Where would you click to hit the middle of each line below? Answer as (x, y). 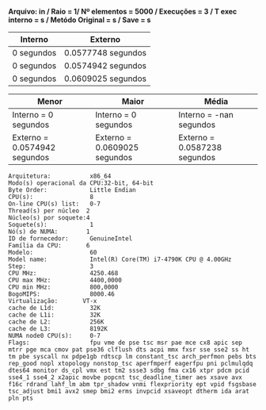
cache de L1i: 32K (55, 315)
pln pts (21, 398)
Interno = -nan (206, 115)
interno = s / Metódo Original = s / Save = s (80, 20)
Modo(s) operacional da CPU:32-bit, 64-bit (81, 183)
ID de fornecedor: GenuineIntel (70, 239)
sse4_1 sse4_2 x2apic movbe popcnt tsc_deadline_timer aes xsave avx (125, 377)
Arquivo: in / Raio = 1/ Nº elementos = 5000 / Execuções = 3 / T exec (123, 11)
